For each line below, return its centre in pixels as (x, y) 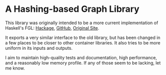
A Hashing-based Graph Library (72, 9)
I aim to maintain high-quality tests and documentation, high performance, (81, 57)
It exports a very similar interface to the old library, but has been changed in (83, 37)
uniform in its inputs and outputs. (39, 48)
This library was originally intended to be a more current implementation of (82, 23)
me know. (15, 68)
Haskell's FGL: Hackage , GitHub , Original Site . (52, 28)
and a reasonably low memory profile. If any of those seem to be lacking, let (83, 63)
